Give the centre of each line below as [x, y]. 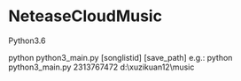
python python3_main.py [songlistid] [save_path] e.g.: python [120, 57]
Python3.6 [27, 40]
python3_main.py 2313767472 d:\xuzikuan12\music [101, 67]
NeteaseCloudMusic [86, 16]
